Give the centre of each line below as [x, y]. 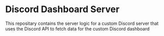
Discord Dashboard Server [62, 9]
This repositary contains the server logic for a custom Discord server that [82, 23]
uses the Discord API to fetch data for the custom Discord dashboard [77, 28]
